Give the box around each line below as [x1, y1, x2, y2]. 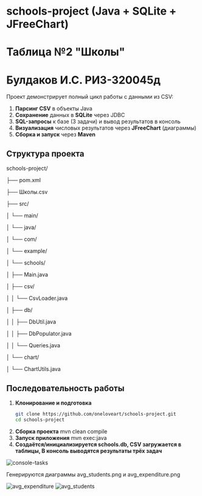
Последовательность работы [6, 383, 125, 394]
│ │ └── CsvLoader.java [6, 294, 68, 302]
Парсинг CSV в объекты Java [15, 105, 92, 112]
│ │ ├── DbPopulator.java [6, 330, 72, 338]
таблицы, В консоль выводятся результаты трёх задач [15, 447, 162, 455]
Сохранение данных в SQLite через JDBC [15, 112, 125, 119]
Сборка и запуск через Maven [15, 131, 96, 138]
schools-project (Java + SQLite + [6, 4, 177, 18]
